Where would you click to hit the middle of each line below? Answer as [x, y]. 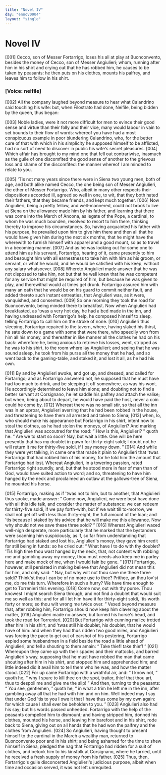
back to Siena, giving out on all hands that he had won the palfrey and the [80, 725]
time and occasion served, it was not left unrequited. [59, 767]
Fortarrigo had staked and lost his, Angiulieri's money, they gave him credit [82, 540]
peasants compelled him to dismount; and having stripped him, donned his [81, 715]
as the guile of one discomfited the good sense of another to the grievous [80, 159]
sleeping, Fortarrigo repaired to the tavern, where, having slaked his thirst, [81, 327]
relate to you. [19, 170]
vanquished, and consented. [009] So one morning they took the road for [80, 300]
